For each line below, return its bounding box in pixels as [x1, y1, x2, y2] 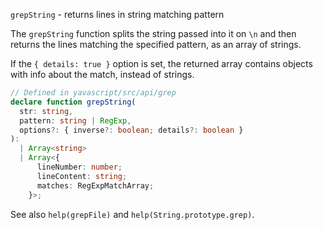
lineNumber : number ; [36, 162, 123, 172]
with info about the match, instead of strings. [10, 69, 195, 80]
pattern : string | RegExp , [19, 115, 132, 126]
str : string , [19, 106, 74, 116]
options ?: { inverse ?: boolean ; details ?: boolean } [19, 125, 244, 135]
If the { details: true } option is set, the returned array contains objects [10, 58, 313, 69]
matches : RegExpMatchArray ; [36, 180, 155, 191]
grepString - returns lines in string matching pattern [10, 9, 225, 20]
